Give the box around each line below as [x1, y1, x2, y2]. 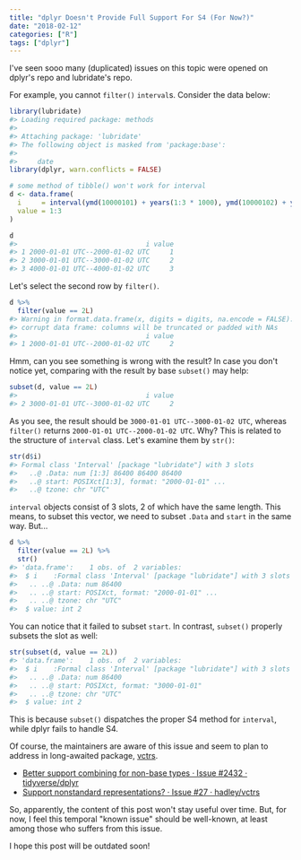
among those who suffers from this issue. [9, 823, 163, 834]
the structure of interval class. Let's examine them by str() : [9, 434, 235, 445]
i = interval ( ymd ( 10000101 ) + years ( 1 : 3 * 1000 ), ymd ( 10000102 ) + [17, 198, 287, 207]
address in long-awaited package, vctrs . [9, 751, 159, 761]
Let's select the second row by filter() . [9, 281, 159, 291]
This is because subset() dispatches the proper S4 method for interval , [9, 714, 278, 725]
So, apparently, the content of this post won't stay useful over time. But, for [9, 804, 287, 815]
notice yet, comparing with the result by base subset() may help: [9, 365, 249, 377]
